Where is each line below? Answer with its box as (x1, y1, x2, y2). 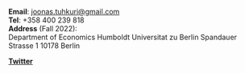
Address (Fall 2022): (8, 24, 78, 33)
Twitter (8, 56, 34, 66)
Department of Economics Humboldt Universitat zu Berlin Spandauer (8, 32, 238, 42)
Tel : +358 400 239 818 (8, 15, 85, 25)
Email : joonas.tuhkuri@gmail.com (8, 7, 120, 16)
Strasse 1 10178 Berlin (8, 41, 81, 51)
